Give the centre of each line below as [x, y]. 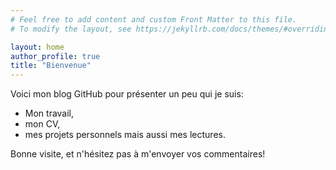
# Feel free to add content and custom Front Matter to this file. [154, 19]
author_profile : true [55, 56]
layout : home [37, 47]
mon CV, [42, 124]
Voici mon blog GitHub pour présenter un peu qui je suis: [127, 94]
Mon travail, [49, 113]
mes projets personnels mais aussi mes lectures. [125, 135]
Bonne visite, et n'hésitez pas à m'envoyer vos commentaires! [138, 154]
